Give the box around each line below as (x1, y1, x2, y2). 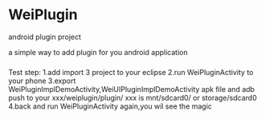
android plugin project (8, 32, 82, 42)
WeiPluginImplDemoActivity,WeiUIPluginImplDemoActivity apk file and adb (8, 84, 255, 93)
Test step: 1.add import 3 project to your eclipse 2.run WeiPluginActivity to (8, 67, 254, 77)
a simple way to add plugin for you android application (8, 47, 189, 57)
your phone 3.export (8, 76, 76, 85)
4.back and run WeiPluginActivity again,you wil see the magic (8, 101, 213, 111)
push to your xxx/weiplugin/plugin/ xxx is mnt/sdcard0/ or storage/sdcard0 (8, 93, 257, 102)
